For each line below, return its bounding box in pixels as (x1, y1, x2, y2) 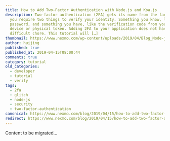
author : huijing (5, 41, 39, 46)
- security (10, 102, 33, 107)
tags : (5, 83, 17, 88)
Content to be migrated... (5, 130, 58, 136)
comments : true (5, 54, 37, 60)
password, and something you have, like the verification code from (10, 21, 157, 27)
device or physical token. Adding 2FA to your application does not (10, 26, 157, 31)
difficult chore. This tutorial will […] (10, 31, 99, 36)
